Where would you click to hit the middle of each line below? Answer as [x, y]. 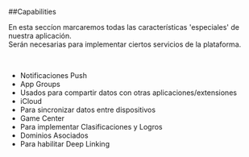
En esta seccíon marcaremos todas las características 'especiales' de [124, 27]
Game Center [42, 118]
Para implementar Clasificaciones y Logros [91, 127]
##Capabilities [32, 12]
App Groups [40, 84]
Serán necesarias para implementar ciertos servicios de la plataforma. [125, 44]
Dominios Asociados [54, 135]
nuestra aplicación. [40, 36]
